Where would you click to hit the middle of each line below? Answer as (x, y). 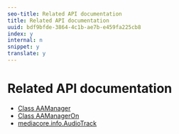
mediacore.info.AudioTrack (57, 123)
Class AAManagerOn (48, 116)
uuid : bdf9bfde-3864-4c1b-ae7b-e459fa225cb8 (74, 27)
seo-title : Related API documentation (65, 14)
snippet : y (23, 47)
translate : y (27, 54)
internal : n (25, 40)
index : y (20, 34)
